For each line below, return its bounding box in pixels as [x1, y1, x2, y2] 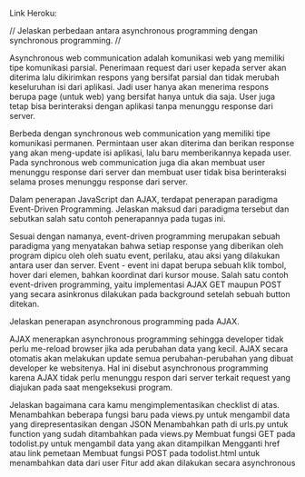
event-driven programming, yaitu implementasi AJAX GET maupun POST [9, 279, 282, 290]
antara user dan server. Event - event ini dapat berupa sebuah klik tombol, [9, 260, 287, 271]
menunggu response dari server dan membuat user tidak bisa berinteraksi [9, 167, 287, 177]
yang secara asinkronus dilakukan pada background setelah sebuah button [9, 289, 290, 299]
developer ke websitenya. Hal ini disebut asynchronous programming [9, 363, 269, 373]
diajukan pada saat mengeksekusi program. [9, 382, 173, 393]
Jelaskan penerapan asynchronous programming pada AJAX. [9, 316, 240, 326]
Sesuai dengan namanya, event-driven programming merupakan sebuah [9, 231, 280, 242]
